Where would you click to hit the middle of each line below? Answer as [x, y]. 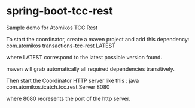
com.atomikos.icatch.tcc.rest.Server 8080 [58, 87]
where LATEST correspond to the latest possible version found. [84, 57]
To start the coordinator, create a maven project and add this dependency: [98, 39]
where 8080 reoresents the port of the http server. [68, 98]
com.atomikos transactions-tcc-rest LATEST [61, 46]
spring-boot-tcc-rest [60, 11]
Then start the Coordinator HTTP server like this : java [73, 80]
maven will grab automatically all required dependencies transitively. [90, 69]
